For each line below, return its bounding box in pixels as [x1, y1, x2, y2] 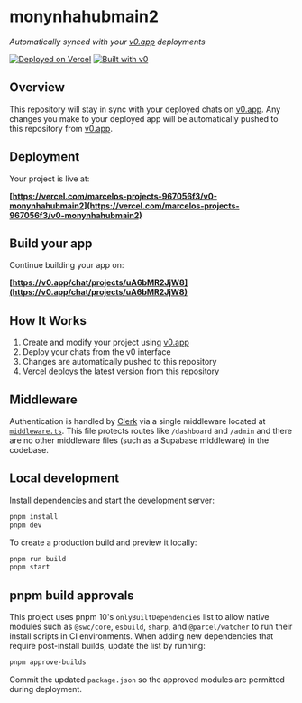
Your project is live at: [9, 173, 90, 184]
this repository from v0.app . [9, 123, 113, 134]
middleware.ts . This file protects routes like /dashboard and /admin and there [9, 426, 293, 436]
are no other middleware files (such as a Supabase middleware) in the [9, 435, 270, 446]
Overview [9, 79, 66, 96]
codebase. [9, 445, 50, 455]
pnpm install [9, 512, 59, 521]
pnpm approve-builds [9, 658, 87, 667]
